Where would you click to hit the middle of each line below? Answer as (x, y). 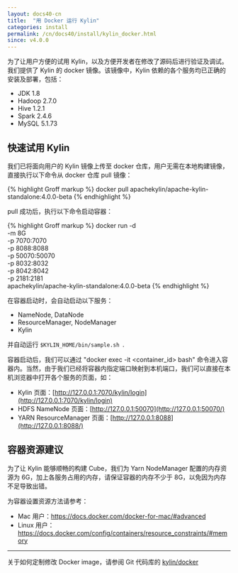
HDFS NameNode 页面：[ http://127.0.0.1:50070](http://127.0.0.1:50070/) (121, 408)
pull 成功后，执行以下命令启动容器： (60, 211)
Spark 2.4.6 (34, 116)
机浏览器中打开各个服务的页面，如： (60, 377)
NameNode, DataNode (51, 315)
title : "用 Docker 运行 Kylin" (53, 21)
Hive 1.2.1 (31, 109)
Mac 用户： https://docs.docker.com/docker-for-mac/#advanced (112, 516)
